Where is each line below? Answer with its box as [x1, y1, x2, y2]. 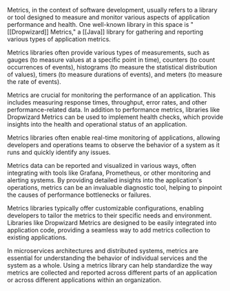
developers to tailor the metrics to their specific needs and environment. [7, 211, 212, 219]
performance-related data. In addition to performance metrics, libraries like [7, 106, 220, 114]
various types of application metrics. [7, 35, 112, 43]
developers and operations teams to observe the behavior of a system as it [7, 141, 220, 149]
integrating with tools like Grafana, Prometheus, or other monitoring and [7, 169, 211, 177]
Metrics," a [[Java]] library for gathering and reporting [50, 28, 203, 36]
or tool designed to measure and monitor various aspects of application [7, 13, 210, 21]
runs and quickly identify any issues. [7, 148, 112, 156]
